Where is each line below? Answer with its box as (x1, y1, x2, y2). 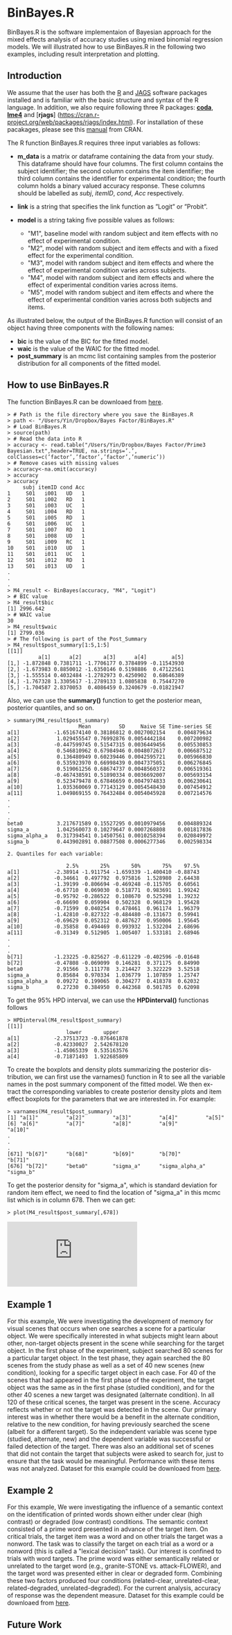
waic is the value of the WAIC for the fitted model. (17, 344, 161, 353)
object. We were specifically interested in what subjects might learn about (7, 1332, 218, 1340)
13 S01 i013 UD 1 (7, 563, 85, 570)
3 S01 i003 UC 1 (7, 502, 85, 509)
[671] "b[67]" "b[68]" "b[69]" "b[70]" (7, 1151, 181, 1157)
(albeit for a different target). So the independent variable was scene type (7, 1428, 217, 1436)
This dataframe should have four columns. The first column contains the (17, 159, 224, 168)
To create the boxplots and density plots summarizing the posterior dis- (7, 1065, 212, 1074)
